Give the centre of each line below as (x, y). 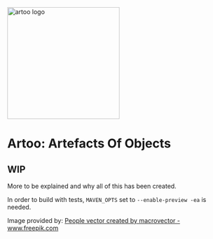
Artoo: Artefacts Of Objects (89, 144)
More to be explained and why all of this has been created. (92, 186)
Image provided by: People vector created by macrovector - (94, 220)
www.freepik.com (33, 228)
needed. (19, 207)
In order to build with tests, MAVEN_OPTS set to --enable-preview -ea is (107, 200)
